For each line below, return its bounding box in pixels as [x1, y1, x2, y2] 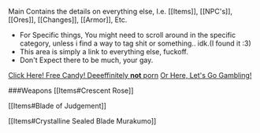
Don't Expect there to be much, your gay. [19, 55, 154, 65]
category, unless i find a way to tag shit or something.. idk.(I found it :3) [19, 39, 252, 48]
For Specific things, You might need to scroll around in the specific [19, 31, 236, 39]
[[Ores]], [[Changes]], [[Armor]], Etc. [8, 15, 128, 24]
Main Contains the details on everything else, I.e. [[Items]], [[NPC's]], [8, 7, 233, 16]
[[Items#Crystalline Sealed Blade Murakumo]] [8, 116, 157, 125]
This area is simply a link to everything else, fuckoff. [19, 47, 189, 56]
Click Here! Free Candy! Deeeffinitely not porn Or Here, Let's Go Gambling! [8, 71, 252, 79]
